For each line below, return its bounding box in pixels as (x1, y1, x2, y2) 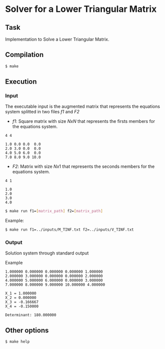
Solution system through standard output (5, 250, 89, 256)
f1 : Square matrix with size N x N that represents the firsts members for (12, 118, 155, 124)
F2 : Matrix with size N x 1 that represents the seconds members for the (12, 163, 155, 169)
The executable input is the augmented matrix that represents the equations (5, 103, 160, 109)
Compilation (5, 50, 44, 59)
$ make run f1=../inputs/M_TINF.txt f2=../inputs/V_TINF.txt (5, 227, 134, 232)
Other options (5, 326, 49, 335)
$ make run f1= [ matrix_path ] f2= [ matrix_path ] (5, 209, 103, 214)
